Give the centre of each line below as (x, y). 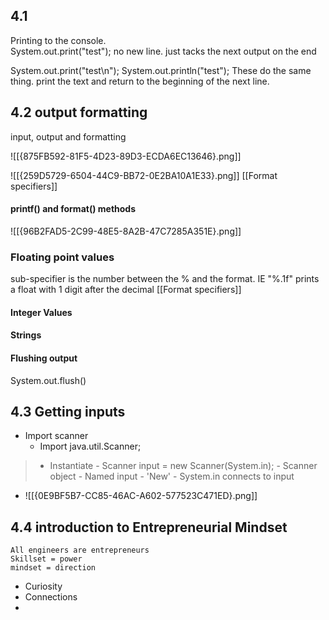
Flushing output (44, 358)
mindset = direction (53, 568)
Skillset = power (46, 559)
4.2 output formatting (79, 112)
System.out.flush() (48, 380)
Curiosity (43, 586)
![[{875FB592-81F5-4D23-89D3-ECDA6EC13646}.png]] (126, 156)
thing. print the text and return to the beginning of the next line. (140, 81)
